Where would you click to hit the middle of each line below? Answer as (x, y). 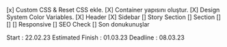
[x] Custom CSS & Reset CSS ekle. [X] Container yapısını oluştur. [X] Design (113, 10)
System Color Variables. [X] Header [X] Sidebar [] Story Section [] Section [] (114, 17)
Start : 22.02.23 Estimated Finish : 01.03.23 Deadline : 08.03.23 (96, 37)
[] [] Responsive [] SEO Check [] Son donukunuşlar (78, 24)
